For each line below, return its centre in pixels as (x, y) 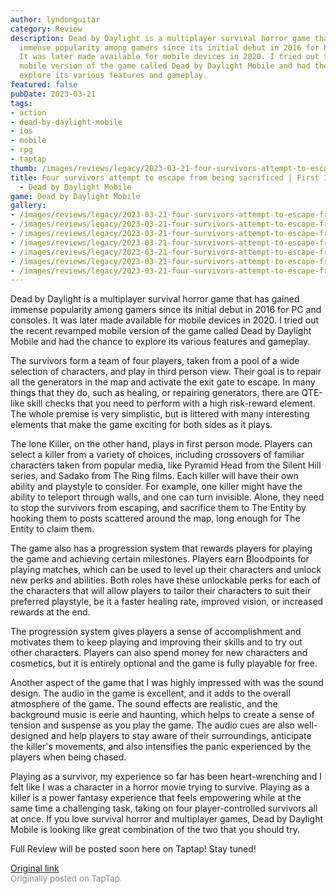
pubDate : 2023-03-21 (53, 94)
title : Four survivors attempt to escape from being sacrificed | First (165, 177)
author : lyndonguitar (55, 19)
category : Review (46, 29)
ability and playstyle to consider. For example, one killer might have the (156, 487)
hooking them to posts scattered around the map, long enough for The (155, 518)
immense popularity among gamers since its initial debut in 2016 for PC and (166, 310)
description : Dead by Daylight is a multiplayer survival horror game (160, 38)
